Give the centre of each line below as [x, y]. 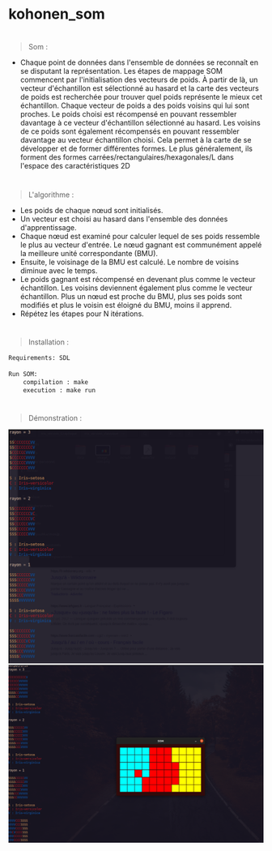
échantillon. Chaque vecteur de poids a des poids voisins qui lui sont [134, 105]
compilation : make [56, 382]
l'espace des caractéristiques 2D [75, 166]
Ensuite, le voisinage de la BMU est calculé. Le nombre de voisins [130, 262]
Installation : [48, 342]
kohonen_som [57, 14]
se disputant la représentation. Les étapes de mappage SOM [121, 71]
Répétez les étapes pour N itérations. [82, 314]
